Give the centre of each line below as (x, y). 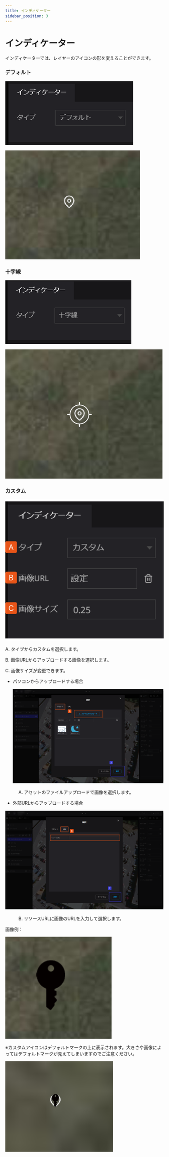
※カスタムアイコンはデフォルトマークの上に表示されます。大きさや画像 (79, 1048)
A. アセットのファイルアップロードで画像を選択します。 (76, 792)
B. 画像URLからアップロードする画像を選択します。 (58, 660)
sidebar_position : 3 (27, 16)
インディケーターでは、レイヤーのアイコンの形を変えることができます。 (79, 58)
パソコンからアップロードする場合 (48, 681)
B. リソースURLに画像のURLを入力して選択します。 (71, 919)
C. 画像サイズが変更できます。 (36, 670)
